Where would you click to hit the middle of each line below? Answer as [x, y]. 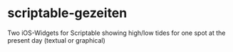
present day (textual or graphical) [56, 40]
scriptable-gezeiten [67, 13]
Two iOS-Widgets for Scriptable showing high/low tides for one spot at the [116, 33]
